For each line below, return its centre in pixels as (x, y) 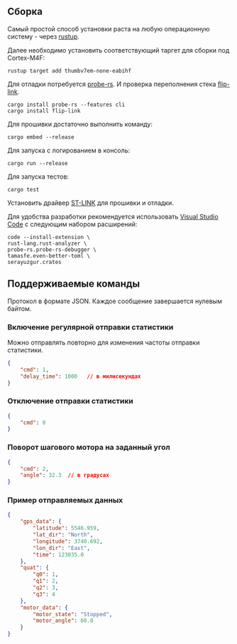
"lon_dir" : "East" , (62, 548)
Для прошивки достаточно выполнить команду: (80, 124)
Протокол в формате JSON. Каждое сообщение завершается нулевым (115, 301)
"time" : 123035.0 (58, 554)
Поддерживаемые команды (74, 284)
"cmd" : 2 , (35, 469)
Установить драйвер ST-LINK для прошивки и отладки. (90, 203)
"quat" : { (35, 568)
